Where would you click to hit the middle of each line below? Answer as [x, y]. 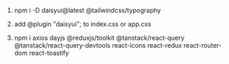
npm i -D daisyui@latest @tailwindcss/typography [87, 10]
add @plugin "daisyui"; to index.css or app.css [82, 24]
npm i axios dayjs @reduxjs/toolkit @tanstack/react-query [99, 38]
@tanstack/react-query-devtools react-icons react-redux [98, 45]
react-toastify [49, 53]
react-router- [203, 45]
